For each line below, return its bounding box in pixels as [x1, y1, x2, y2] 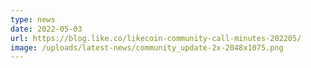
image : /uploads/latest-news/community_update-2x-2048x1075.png [10, 42, 284, 53]
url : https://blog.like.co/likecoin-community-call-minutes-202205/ [10, 33, 302, 43]
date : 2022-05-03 [10, 24, 83, 34]
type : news [10, 14, 56, 25]
